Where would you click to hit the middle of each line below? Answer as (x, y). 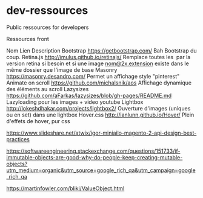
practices (18, 139)
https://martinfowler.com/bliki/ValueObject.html (65, 188)
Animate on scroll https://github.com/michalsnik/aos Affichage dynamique (99, 83)
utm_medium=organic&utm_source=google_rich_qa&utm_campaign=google (101, 170)
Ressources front (28, 39)
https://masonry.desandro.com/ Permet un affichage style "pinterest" (93, 76)
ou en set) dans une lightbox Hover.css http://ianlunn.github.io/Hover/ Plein (100, 115)
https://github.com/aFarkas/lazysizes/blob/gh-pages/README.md (89, 95)
